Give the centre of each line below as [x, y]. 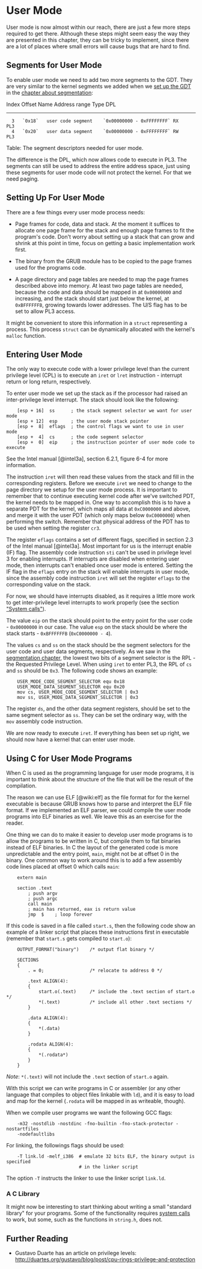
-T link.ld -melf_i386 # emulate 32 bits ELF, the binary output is [106, 1156]
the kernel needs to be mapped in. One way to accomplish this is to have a [99, 503]
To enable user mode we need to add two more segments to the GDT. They [99, 79]
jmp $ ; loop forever [60, 915]
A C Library [23, 1194]
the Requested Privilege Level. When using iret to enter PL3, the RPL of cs [99, 664]
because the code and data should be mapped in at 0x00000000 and [98, 292]
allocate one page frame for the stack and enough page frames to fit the [104, 230]
